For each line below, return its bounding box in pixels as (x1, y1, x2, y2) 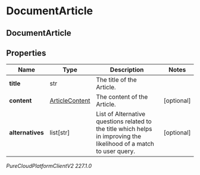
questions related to (96, 117, 152, 126)
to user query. (96, 147, 136, 155)
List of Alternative (96, 110, 146, 118)
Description (110, 65, 144, 74)
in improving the (96, 132, 142, 140)
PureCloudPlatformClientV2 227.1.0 (6, 162, 92, 170)
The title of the (96, 76, 137, 84)
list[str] (49, 129, 70, 137)
